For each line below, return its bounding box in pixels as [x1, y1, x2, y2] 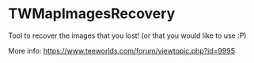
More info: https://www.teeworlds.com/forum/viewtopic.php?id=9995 [8, 46, 236, 55]
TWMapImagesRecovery [8, 5, 176, 23]
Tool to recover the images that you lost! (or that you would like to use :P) [8, 31, 247, 40]
